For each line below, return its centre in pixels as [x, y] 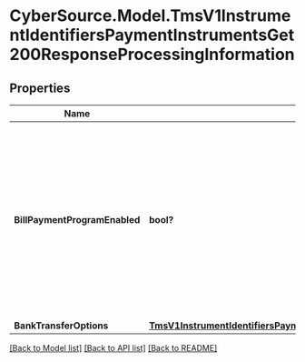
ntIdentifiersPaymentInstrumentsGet [152, 35]
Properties [40, 88]
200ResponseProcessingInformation [152, 55]
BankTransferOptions [61, 326]
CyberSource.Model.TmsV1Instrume [150, 16]
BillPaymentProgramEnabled [77, 220]
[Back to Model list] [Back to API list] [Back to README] [113, 348]
